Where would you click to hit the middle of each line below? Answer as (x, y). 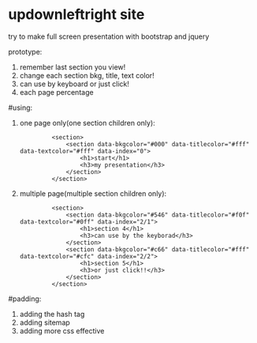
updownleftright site (76, 15)
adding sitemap (45, 322)
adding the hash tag (52, 314)
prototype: (25, 51)
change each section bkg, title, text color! (87, 75)
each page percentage (56, 92)
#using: (20, 107)
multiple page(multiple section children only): (93, 193)
